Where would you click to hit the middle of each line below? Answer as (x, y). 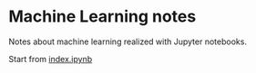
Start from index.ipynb (51, 59)
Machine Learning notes (102, 17)
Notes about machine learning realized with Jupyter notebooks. (128, 41)
